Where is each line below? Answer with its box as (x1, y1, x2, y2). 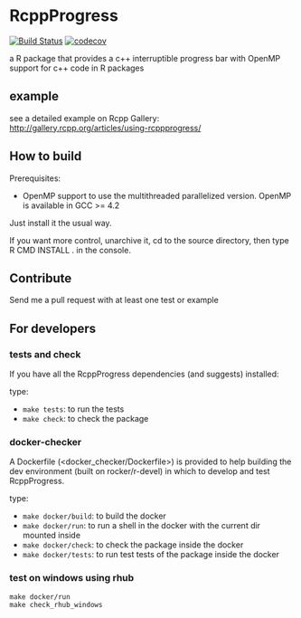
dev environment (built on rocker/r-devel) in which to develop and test (9, 466, 270, 477)
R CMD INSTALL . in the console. (9, 244, 131, 255)
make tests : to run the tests (22, 404, 125, 414)
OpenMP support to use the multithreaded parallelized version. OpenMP (22, 190, 292, 201)
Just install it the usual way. (9, 217, 112, 228)
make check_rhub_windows (9, 600, 103, 609)
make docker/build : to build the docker (22, 510, 167, 521)
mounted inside (22, 530, 81, 541)
